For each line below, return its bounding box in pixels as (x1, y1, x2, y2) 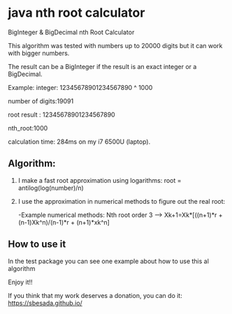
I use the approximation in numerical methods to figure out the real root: (17, 197, 226, 205)
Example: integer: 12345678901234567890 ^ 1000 (8, 83, 153, 91)
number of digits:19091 (8, 96, 74, 105)
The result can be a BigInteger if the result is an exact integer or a (8, 62, 197, 70)
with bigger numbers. (8, 49, 70, 57)
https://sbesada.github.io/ (8, 299, 82, 307)
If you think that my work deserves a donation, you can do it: (8, 291, 182, 299)
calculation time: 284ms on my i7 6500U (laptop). (8, 137, 151, 146)
